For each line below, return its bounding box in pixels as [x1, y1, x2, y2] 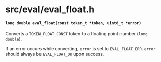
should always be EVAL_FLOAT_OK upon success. [5, 51, 104, 57]
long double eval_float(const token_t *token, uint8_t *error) [5, 20, 142, 26]
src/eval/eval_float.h [5, 4, 95, 15]
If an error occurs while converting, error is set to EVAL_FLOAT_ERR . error [5, 46, 156, 52]
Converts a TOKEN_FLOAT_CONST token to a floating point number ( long [5, 31, 148, 37]
